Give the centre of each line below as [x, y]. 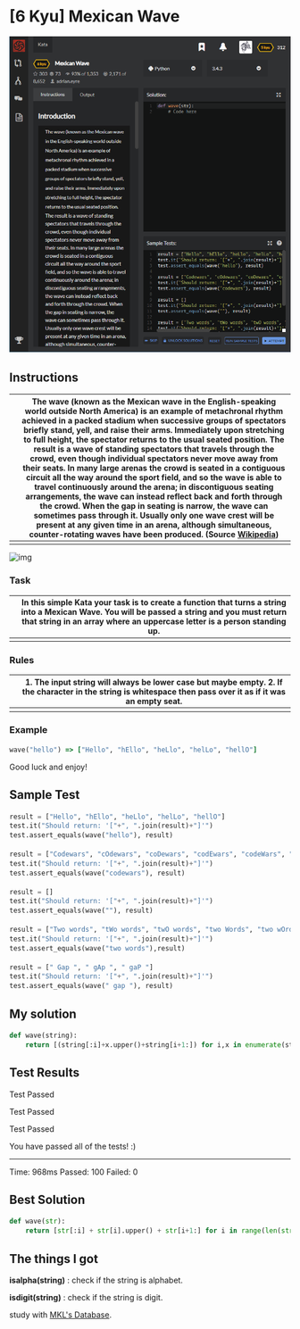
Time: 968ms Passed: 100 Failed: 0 [74, 1172]
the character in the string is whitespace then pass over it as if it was [154, 691]
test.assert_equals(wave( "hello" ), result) [92, 835]
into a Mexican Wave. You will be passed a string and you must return [154, 612]
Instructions [44, 377]
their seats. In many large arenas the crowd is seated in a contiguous [154, 468]
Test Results [45, 1073]
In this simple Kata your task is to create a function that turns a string [154, 602]
